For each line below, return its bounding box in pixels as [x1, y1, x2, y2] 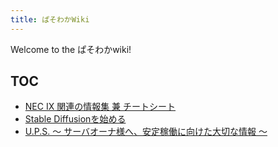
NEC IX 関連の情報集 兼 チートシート [24, 101, 177, 113]
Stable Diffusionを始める [24, 113, 127, 125]
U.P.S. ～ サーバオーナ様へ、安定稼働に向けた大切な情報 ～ [24, 126, 268, 138]
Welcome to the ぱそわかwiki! [10, 43, 132, 55]
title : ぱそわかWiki [10, 14, 90, 25]
